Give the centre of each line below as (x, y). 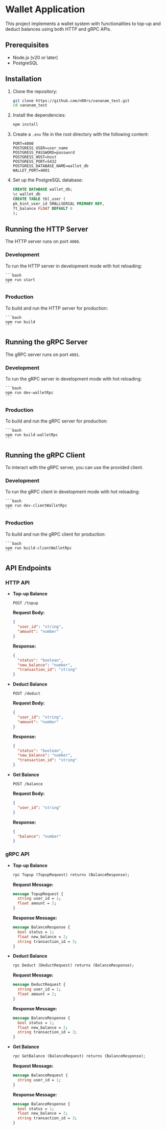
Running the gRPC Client (45, 455)
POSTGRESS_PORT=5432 (34, 162)
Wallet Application (45, 9)
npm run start (20, 280)
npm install (25, 125)
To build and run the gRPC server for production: (57, 421)
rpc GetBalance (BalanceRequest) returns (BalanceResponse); (79, 1056)
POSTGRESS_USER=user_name (40, 148)
